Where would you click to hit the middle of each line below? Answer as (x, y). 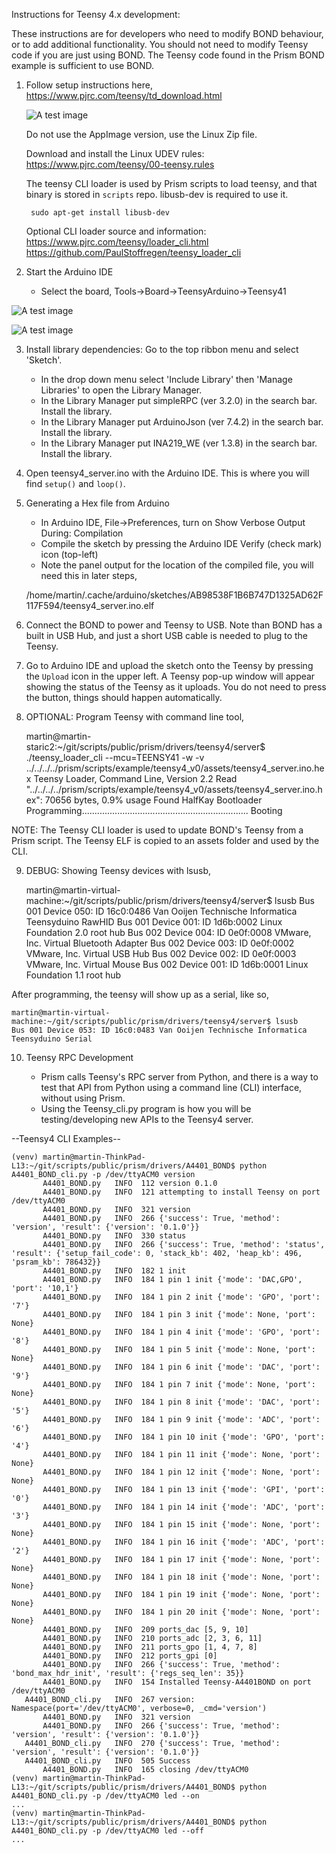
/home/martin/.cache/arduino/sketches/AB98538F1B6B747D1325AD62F (174, 595)
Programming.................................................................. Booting (154, 810)
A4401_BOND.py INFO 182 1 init (114, 1271)
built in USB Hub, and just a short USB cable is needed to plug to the (167, 635)
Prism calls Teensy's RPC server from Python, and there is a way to (179, 1077)
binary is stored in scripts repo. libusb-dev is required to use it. (157, 194)
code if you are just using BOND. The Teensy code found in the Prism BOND (168, 55)
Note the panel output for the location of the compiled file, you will (177, 565)
